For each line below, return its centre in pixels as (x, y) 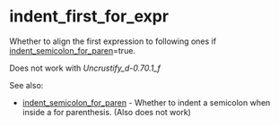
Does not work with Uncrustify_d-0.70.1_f (85, 68)
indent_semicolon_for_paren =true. (73, 50)
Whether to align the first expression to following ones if (113, 41)
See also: (26, 85)
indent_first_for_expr (89, 17)
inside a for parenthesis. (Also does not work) (106, 112)
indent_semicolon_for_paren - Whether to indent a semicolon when (146, 102)
